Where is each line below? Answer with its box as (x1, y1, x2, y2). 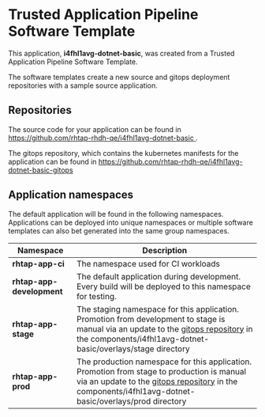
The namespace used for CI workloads (76, 258, 221, 269)
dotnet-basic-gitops (8, 165, 73, 175)
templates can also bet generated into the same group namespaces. (8, 226, 230, 235)
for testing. (76, 290, 117, 301)
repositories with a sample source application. (8, 81, 158, 90)
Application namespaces (8, 188, 134, 202)
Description (142, 245, 188, 256)
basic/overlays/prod (76, 396, 151, 407)
